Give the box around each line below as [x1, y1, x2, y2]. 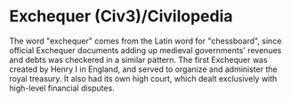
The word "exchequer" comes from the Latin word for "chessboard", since [9, 35, 282, 46]
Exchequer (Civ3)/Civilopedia [9, 6, 233, 27]
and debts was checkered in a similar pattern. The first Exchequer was [9, 54, 269, 65]
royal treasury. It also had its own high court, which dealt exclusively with [9, 73, 278, 83]
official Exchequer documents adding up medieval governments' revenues [9, 44, 282, 55]
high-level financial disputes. [9, 82, 116, 93]
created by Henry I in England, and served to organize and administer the [9, 64, 278, 75]
